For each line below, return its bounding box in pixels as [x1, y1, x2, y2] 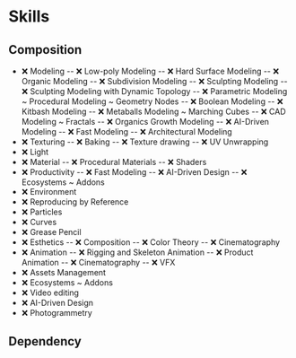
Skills [8, 6, 50, 27]
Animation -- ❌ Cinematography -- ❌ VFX [21, 258, 176, 267]
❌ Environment [21, 187, 77, 196]
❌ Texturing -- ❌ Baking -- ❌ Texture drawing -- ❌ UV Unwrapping [21, 136, 269, 147]
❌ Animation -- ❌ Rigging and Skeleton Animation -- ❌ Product [21, 247, 254, 258]
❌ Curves [21, 217, 57, 227]
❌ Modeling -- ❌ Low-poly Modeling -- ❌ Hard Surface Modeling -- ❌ [21, 65, 280, 76]
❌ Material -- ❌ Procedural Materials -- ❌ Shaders [21, 157, 207, 167]
